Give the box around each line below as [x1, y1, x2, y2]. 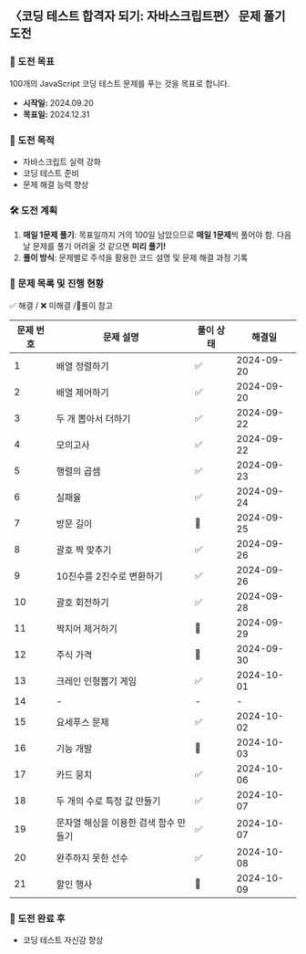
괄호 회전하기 [56, 596, 109, 609]
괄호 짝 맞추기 [56, 543, 112, 556]
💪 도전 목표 [9, 56, 55, 68]
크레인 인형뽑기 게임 [56, 675, 137, 687]
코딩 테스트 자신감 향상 [22, 934, 104, 945]
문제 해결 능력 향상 [22, 179, 89, 190]
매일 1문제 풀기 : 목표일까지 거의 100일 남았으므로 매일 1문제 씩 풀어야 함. [22, 229, 275, 240]
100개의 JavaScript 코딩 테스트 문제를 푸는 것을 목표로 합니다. [9, 78, 230, 89]
